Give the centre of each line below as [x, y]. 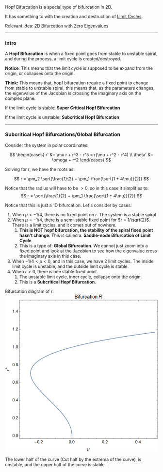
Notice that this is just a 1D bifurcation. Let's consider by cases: [68, 205]
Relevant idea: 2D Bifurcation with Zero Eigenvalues [57, 26]
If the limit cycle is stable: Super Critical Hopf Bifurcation [63, 108]
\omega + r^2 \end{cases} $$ [81, 160]
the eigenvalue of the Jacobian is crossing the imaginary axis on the [73, 93]
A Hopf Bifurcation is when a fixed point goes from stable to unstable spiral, [81, 54]
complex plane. [20, 98]
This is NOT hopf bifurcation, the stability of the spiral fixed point [86, 230]
